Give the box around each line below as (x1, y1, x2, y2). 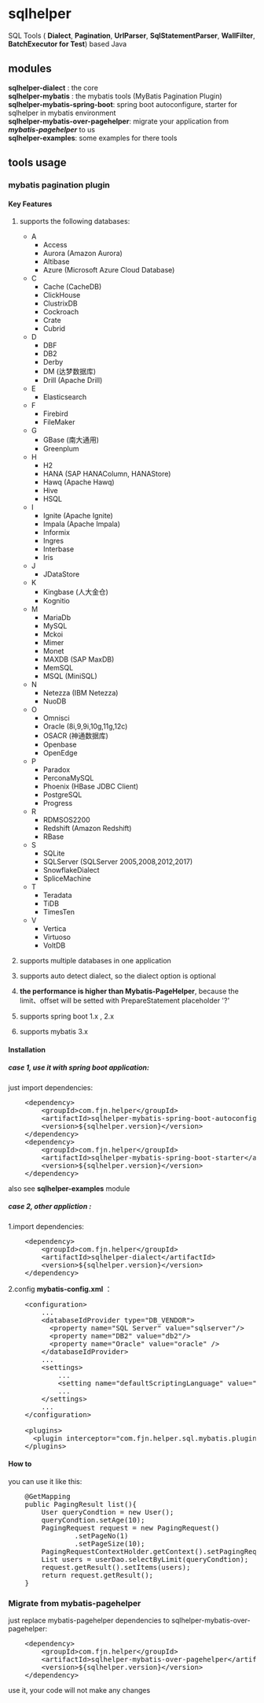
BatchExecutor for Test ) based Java (8, 39, 127, 48)
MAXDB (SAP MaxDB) (42, 655, 115, 664)
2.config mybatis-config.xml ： (8, 1284, 112, 1293)
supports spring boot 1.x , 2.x (19, 1011, 115, 1021)
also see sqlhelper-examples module (8, 1183, 130, 1193)
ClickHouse (42, 291, 81, 300)
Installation (8, 1044, 46, 1054)
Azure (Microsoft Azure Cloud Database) (42, 265, 175, 275)
